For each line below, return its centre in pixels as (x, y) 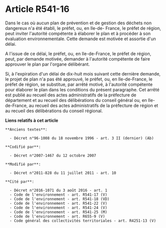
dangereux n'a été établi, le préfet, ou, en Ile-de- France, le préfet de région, (83, 28)
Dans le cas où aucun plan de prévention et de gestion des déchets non (79, 23)
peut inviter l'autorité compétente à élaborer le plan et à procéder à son (78, 33)
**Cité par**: (20, 182)
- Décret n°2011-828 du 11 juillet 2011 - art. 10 (63, 173)
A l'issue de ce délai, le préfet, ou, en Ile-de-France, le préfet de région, (78, 54)
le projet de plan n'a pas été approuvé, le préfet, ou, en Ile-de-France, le (79, 79)
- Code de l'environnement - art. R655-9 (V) (57, 216)
